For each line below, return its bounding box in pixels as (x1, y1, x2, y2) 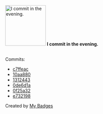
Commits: (5, 56, 25, 62)
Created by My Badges (5, 103, 53, 108)
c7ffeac (12, 66, 29, 72)
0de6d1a (12, 82, 31, 88)
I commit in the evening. (46, 41, 98, 47)
